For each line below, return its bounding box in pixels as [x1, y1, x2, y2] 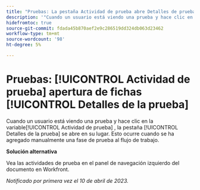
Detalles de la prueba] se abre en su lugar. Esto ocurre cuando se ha [6, 130, 174, 137]
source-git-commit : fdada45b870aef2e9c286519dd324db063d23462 [6, 25, 164, 31]
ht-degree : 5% [6, 42, 42, 48]
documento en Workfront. [6, 166, 70, 173]
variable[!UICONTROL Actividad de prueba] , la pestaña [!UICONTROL [6, 123, 179, 131]
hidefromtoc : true [6, 20, 52, 26]
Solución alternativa [6, 148, 58, 155]
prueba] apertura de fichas [6, 85, 142, 99]
